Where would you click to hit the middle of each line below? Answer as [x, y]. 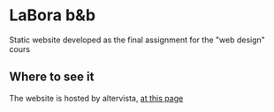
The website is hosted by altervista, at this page [96, 98]
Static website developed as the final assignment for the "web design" [137, 40]
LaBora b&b [52, 15]
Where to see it [52, 77]
